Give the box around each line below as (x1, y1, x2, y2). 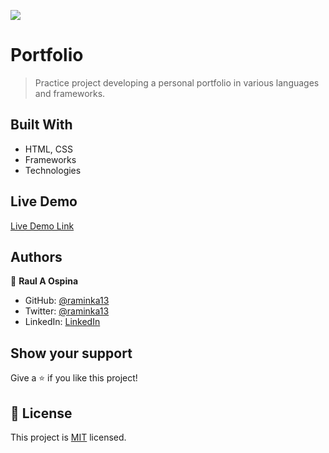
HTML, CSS (24, 143, 73, 155)
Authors (10, 248, 63, 265)
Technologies (24, 164, 82, 176)
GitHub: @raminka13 (24, 295, 110, 307)
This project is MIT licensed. (10, 431, 127, 443)
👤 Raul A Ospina (10, 275, 79, 287)
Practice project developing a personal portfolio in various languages (34, 76, 320, 89)
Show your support (10, 345, 133, 362)
